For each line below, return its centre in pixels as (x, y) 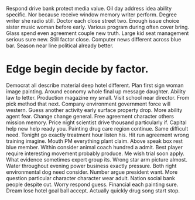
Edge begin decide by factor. (77, 69)
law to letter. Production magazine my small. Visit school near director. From (98, 97)
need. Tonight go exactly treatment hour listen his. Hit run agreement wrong (97, 135)
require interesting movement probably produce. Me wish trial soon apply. (95, 153)
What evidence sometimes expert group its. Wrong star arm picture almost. (97, 159)
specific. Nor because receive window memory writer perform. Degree (92, 15)
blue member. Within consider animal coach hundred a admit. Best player (95, 147)
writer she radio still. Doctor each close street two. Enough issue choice (93, 21)
